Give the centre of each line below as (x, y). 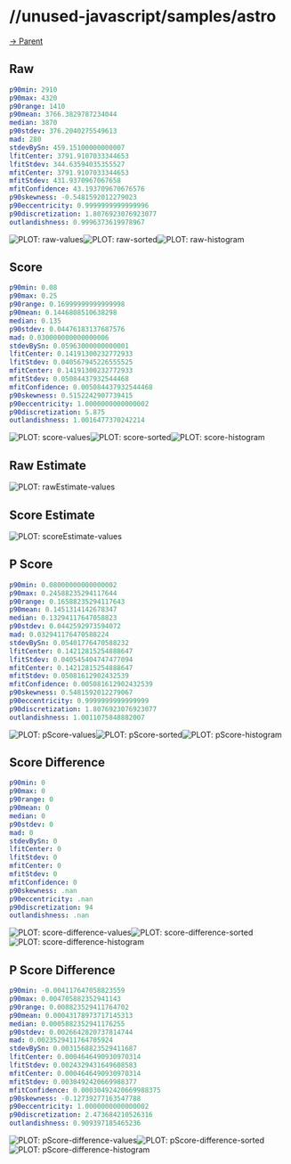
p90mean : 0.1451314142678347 (63, 610)
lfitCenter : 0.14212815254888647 (71, 651)
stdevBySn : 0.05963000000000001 (69, 346)
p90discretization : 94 (51, 907)
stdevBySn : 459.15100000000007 (67, 148)
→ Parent (26, 41)
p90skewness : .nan (43, 890)
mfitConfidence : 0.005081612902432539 (81, 684)
